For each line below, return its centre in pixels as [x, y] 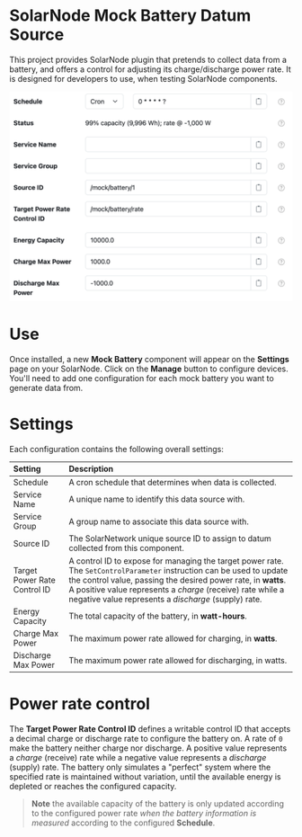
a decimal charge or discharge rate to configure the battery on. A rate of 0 [146, 738]
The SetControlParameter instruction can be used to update [178, 570]
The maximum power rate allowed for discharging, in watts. [178, 660]
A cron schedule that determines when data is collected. [173, 482]
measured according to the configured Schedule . [123, 823]
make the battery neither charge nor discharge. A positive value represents [148, 748]
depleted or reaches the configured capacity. [93, 786]
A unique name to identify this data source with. [157, 499]
